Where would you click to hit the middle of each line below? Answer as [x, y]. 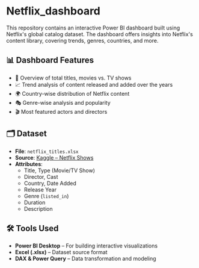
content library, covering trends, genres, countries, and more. [82, 40]
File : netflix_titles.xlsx [47, 151]
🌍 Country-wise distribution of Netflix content [72, 93]
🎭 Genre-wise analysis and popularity [63, 102]
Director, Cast [41, 176]
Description [38, 208]
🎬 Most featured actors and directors [61, 111]
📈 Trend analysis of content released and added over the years [94, 84]
